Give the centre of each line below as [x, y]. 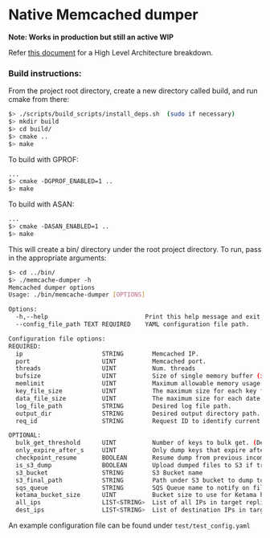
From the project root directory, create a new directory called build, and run [133, 91]
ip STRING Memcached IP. [107, 354]
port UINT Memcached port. [111, 361]
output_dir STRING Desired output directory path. [138, 414]
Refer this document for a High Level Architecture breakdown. [111, 52]
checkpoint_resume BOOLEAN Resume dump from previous [129, 458]
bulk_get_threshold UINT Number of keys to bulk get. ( [136, 443]
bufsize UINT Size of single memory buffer [134, 376]
